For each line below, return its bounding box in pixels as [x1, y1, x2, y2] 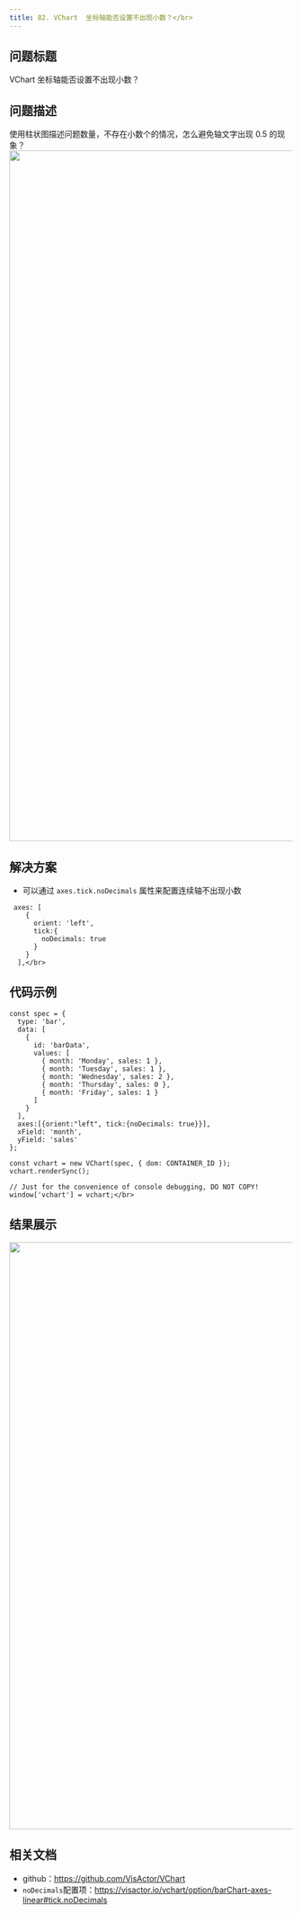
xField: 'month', [17, 1127, 83, 1137]
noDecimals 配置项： [22, 1884, 95, 1895]
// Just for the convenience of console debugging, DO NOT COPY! [9, 1182, 259, 1191]
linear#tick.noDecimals [22, 1894, 108, 1905]
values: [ [32, 1048, 70, 1057]
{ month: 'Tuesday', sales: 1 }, [41, 1064, 167, 1074]
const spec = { [9, 1009, 67, 1018]
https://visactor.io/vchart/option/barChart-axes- [93, 1884, 272, 1895]
